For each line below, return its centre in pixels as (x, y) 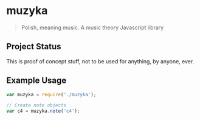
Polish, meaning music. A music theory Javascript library (92, 27)
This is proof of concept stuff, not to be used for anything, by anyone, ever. (100, 61)
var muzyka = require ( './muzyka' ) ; (51, 94)
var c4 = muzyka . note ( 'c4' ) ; (43, 111)
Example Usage (36, 81)
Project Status (34, 47)
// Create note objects (36, 105)
